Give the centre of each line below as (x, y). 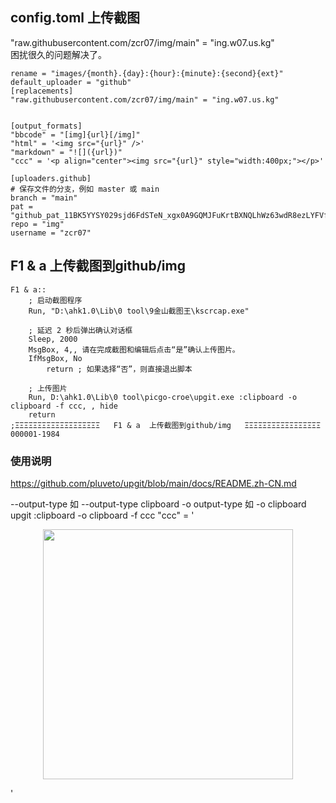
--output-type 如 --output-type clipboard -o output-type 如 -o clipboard (158, 504)
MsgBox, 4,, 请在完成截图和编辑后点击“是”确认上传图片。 (134, 349)
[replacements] (42, 91)
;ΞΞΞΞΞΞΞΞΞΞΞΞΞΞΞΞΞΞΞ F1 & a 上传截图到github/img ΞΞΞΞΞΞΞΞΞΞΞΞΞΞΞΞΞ (166, 425)
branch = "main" (44, 198)
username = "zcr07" (51, 233)
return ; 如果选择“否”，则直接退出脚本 (119, 369)
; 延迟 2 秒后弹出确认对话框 (80, 330)
